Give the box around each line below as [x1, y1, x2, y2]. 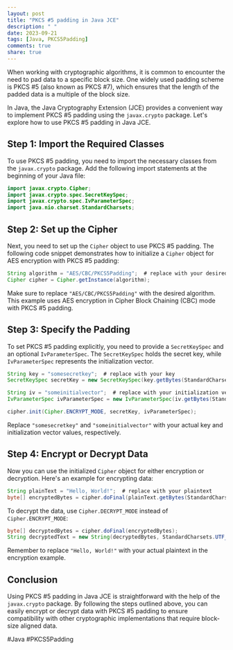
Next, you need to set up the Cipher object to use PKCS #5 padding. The [7, 242, 214, 250]
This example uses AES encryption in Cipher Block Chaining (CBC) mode [7, 296, 216, 305]
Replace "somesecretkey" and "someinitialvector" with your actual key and [7, 420, 223, 429]
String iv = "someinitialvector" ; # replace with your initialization [7, 389, 218, 396]
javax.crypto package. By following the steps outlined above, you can [7, 599, 208, 608]
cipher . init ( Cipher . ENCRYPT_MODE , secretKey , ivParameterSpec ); [7, 409, 197, 416]
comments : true [7, 42, 51, 49]
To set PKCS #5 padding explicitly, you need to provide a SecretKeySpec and [7, 342, 224, 350]
